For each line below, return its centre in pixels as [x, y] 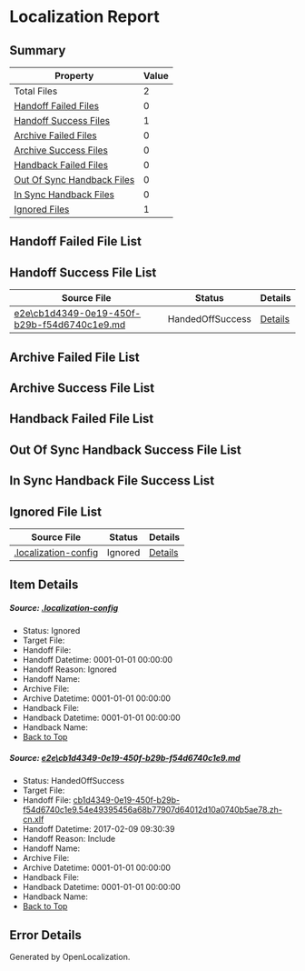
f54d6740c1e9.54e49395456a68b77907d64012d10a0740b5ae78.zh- [152, 810]
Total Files [36, 91]
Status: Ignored [51, 631]
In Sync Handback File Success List [112, 480]
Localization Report [85, 17]
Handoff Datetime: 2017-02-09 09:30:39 [98, 829]
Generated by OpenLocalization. [70, 957]
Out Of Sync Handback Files [74, 180]
